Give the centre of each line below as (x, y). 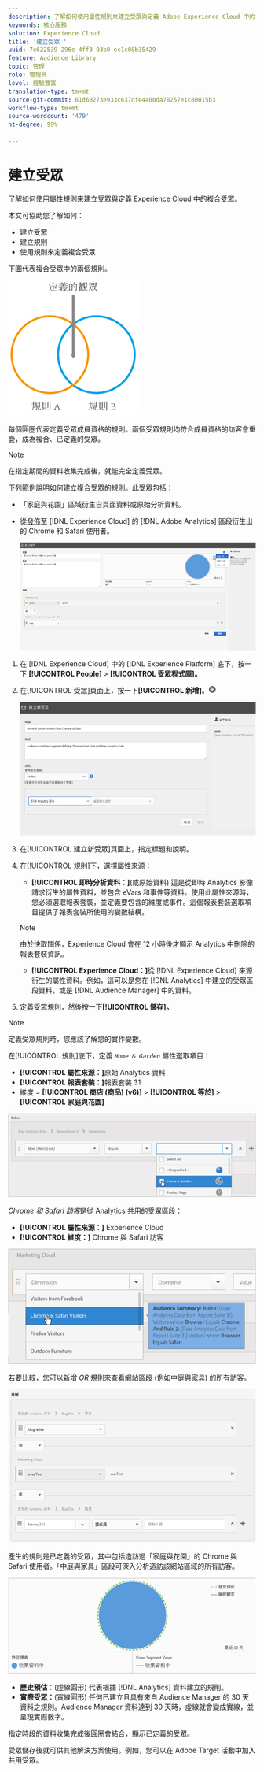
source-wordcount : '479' (49, 117)
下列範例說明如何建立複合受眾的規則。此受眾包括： (91, 487)
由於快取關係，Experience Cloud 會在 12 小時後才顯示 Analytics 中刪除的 (137, 944)
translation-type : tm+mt (49, 91)
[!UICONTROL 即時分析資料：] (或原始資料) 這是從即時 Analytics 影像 (142, 883)
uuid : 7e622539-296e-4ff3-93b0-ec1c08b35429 (82, 50)
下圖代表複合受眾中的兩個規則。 (60, 269)
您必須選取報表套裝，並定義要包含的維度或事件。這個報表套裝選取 (138, 903)
